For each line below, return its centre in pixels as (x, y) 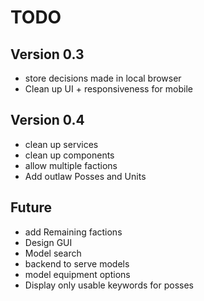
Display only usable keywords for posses (109, 285)
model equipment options (77, 274)
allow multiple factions (71, 165)
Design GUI (48, 242)
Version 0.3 (47, 54)
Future (31, 207)
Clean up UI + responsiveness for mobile (108, 89)
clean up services (61, 144)
